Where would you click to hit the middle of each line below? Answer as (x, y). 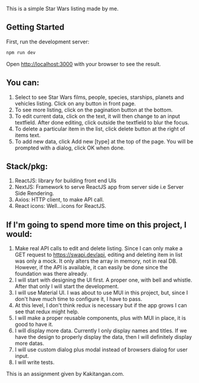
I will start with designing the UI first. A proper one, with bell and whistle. (103, 280)
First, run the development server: (48, 42)
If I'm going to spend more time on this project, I (97, 225)
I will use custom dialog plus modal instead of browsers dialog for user (101, 350)
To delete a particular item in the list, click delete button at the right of (100, 129)
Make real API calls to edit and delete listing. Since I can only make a (99, 248)
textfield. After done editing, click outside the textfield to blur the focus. (102, 122)
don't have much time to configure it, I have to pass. (78, 299)
